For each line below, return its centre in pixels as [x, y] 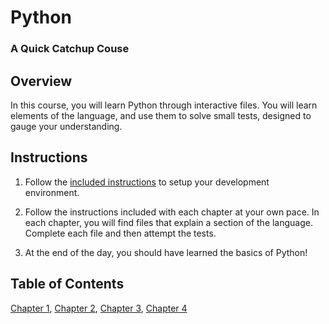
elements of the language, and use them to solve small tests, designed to [161, 115]
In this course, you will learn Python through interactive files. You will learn [164, 105]
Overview [41, 81]
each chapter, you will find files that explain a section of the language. [169, 222]
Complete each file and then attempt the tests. [120, 233]
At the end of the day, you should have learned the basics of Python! [166, 252]
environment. [52, 192]
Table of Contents [67, 284]
